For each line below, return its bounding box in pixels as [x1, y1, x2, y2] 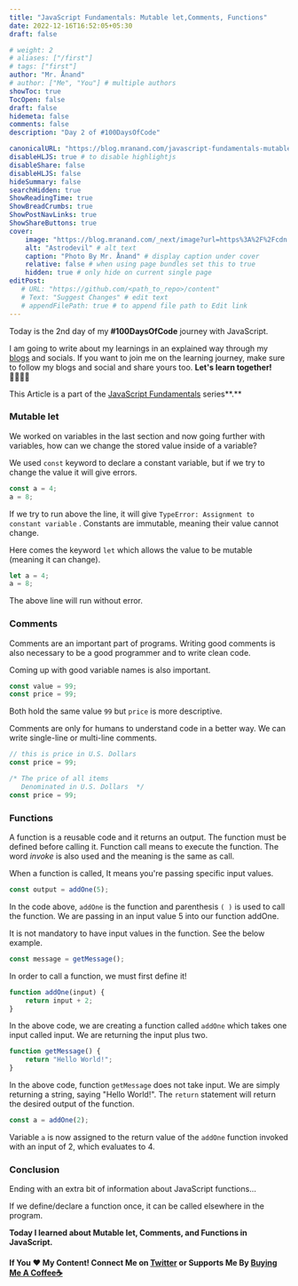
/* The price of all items [9, 774, 109, 783]
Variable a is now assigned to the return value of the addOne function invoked [9, 1131, 288, 1142]
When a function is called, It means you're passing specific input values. [9, 868, 274, 879]
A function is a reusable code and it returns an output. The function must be [9, 832, 286, 843]
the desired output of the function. [9, 1098, 135, 1109]
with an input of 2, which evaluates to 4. [9, 1141, 155, 1152]
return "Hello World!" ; [25, 1055, 114, 1065]
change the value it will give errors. [9, 467, 137, 477]
